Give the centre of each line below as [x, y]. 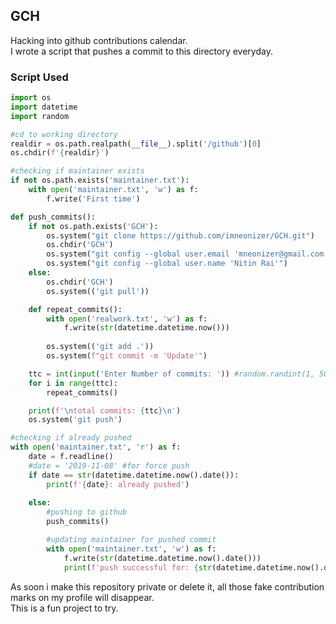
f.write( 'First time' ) [93, 199]
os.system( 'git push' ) [75, 420]
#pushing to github [87, 512]
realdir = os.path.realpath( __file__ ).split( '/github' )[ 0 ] [136, 144]
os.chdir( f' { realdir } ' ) [60, 153]
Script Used [39, 77]
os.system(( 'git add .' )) [100, 347]
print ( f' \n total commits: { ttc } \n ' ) [105, 410]
